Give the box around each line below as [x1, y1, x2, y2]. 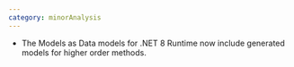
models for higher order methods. [21, 46, 147, 58]
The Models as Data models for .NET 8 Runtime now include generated [21, 38, 285, 48]
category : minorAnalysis [8, 13, 102, 22]
